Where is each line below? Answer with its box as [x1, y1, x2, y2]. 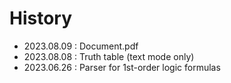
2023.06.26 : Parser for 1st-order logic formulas [23, 61, 221, 73]
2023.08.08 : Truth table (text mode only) [23, 50, 195, 62]
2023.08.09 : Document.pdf [23, 40, 139, 52]
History [9, 7, 73, 30]
